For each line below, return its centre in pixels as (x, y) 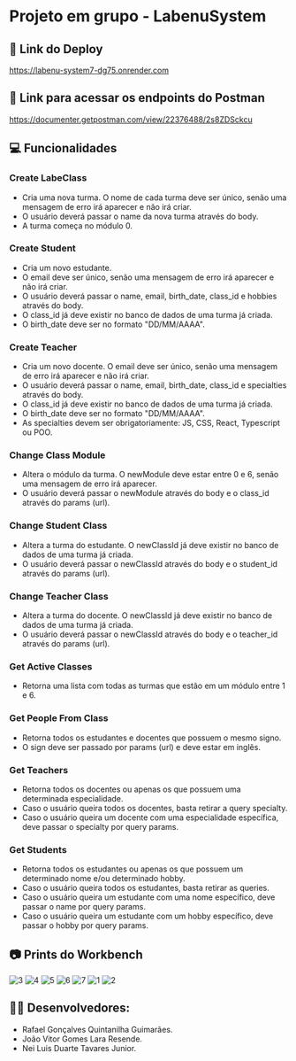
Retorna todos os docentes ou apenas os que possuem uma (131, 789)
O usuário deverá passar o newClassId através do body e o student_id (150, 563)
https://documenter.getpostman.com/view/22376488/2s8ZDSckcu (131, 119)
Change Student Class (58, 526)
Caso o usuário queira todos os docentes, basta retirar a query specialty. (155, 808)
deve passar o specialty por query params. (100, 826)
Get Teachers (39, 770)
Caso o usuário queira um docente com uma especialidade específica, (150, 817)
